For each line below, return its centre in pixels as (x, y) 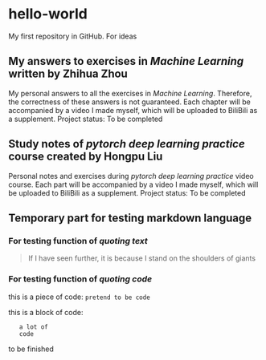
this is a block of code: (46, 312)
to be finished (31, 349)
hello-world (48, 14)
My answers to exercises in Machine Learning (126, 61)
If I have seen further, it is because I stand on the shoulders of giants (141, 258)
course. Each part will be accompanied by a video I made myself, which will (133, 184)
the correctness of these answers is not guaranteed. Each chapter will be (129, 102)
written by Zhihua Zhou (68, 74)
